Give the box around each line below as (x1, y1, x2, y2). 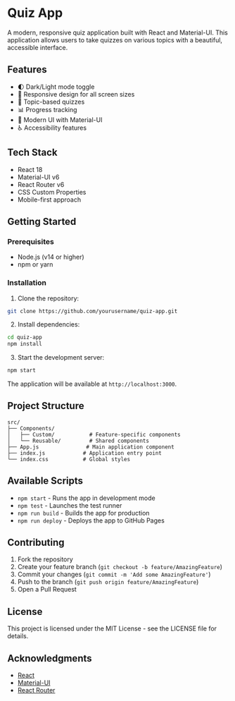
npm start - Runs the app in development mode (17, 494, 156, 502)
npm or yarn (17, 260, 53, 269)
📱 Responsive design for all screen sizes (17, 90, 135, 98)
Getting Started (7, 215, 77, 227)
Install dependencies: (17, 320, 80, 329)
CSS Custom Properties (17, 188, 87, 196)
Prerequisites (7, 236, 54, 246)
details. (7, 632, 29, 640)
